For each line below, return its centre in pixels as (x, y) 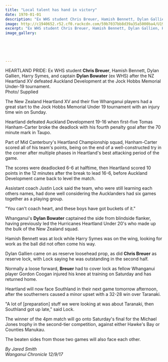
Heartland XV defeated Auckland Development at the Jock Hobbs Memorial (83, 81)
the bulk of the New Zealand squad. (42, 229)
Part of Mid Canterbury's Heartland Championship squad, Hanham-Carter (81, 142)
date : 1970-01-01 (23, 15)
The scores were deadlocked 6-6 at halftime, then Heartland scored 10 (78, 168)
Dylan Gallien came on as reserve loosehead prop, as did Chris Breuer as (81, 254)
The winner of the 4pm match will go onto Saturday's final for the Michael (81, 319)
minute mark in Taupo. (28, 133)
